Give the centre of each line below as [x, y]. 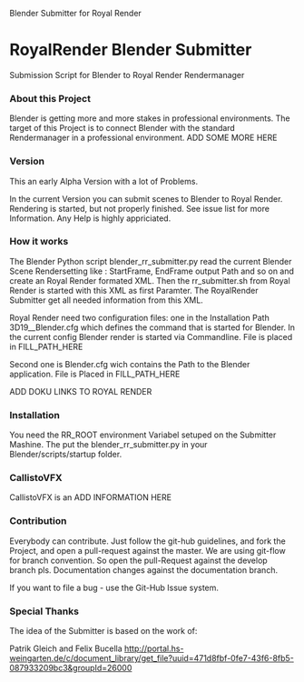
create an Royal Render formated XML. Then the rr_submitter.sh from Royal [150, 280]
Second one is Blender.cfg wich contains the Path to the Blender [130, 364]
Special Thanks [44, 611]
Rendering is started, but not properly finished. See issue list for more [140, 208]
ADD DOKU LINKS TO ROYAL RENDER [81, 391]
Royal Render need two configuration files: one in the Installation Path [139, 317]
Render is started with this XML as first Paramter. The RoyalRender [134, 290]
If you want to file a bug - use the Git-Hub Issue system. [114, 587]
